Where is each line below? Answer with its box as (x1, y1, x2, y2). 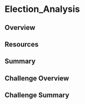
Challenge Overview (4, 74, 69, 83)
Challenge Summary (4, 91, 70, 100)
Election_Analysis (4, 3, 80, 15)
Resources (4, 40, 39, 48)
